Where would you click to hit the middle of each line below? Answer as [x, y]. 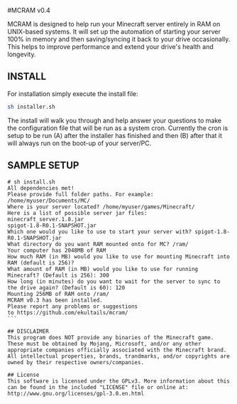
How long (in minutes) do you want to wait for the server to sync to [114, 281]
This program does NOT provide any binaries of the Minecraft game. [111, 337]
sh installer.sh [31, 107]
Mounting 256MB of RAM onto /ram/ [59, 294]
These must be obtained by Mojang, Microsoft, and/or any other [104, 344]
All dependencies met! [41, 188]
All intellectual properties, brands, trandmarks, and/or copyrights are [119, 356]
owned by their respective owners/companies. [76, 362]
